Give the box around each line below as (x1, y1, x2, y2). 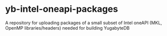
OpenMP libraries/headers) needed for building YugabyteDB (5, 25, 130, 31)
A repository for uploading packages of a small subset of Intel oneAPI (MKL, (5, 20, 162, 26)
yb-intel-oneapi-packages (5, 3, 118, 15)
